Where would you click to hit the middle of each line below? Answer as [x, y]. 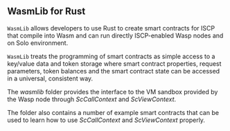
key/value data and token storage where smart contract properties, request [114, 63]
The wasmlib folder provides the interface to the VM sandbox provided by [113, 91]
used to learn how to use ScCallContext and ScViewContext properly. [106, 120]
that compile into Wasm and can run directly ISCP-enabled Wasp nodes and [115, 35]
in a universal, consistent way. [50, 78]
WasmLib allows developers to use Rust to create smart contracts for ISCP [111, 28]
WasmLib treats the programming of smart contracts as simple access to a [111, 56]
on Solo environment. [38, 43]
